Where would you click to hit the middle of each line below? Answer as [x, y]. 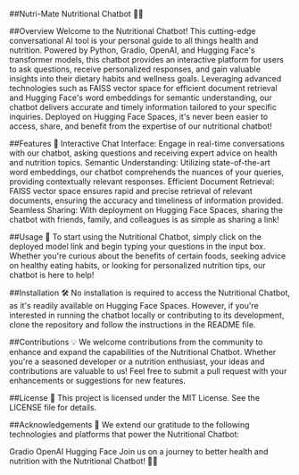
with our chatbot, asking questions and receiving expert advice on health [144, 153]
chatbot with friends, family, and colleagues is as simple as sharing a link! [144, 220]
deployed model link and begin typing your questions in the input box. [137, 246]
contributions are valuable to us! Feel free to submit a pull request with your [148, 371]
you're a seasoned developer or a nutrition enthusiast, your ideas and [137, 361]
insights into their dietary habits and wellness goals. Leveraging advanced [145, 79]
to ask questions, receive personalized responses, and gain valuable [135, 69]
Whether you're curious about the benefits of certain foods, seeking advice [148, 256]
